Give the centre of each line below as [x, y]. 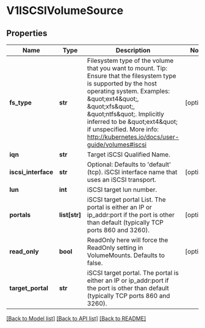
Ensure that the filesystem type [132, 76]
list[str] [70, 215]
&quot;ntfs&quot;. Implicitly [126, 114]
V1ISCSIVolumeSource [65, 11]
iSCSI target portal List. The [126, 199]
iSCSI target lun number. [122, 190]
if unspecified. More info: [123, 129]
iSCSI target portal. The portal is [133, 273]
